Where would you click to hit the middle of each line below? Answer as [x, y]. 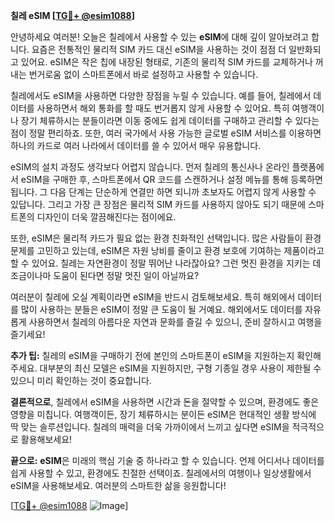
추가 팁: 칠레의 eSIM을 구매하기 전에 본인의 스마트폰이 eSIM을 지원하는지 [152, 355]
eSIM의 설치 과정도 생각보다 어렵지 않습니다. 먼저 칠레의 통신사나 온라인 [150, 167]
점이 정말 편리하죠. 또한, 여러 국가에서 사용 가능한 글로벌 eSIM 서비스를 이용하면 [166, 133]
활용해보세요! [46, 439]
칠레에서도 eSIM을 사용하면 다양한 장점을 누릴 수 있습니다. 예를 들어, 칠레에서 [161, 95]
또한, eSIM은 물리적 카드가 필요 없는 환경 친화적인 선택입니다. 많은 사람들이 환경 [166, 238]
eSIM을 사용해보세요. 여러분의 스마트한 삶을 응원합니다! [118, 485]
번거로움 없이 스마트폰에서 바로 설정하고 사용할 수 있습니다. [143, 74]
